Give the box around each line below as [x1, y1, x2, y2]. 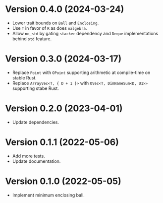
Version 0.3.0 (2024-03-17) [5, 53, 122, 65]
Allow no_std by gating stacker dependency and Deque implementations [12, 30, 159, 36]
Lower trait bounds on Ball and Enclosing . [12, 20, 99, 26]
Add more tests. [12, 153, 46, 159]
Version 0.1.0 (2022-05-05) [5, 175, 121, 187]
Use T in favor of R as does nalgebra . [12, 25, 87, 31]
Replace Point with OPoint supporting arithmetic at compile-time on [12, 69, 151, 75]
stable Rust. [12, 74, 37, 80]
